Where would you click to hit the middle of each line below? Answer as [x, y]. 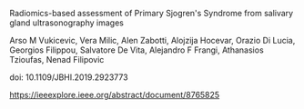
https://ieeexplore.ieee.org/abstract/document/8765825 [115, 95]
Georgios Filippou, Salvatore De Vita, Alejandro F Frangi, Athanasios [137, 50]
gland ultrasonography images [67, 23]
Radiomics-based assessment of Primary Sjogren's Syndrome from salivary [152, 13]
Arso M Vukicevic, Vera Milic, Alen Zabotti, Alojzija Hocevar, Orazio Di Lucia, [152, 40]
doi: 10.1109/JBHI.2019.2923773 [69, 77]
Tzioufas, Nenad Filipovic [57, 59]
